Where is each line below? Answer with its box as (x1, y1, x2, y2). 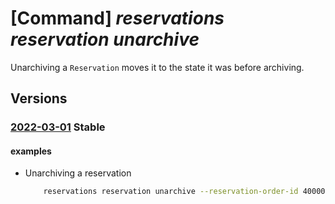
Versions (10, 90, 68, 107)
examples (10, 145, 52, 157)
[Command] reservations (10, 7, 225, 30)
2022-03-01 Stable (10, 120, 106, 134)
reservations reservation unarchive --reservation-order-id (43, 187, 299, 197)
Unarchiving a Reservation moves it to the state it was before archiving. (10, 61, 305, 73)
